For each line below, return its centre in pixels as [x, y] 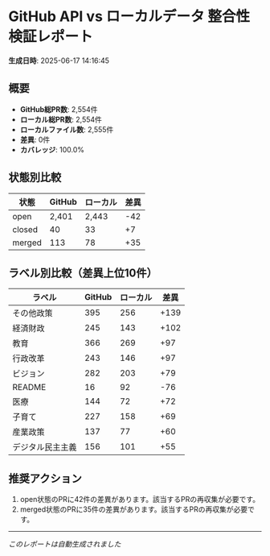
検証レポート [51, 37]
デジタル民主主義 [45, 447]
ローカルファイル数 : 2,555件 [67, 129]
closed [25, 229]
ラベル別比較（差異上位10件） [83, 273]
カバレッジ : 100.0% [52, 149]
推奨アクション [45, 478]
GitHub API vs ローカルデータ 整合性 [129, 17]
